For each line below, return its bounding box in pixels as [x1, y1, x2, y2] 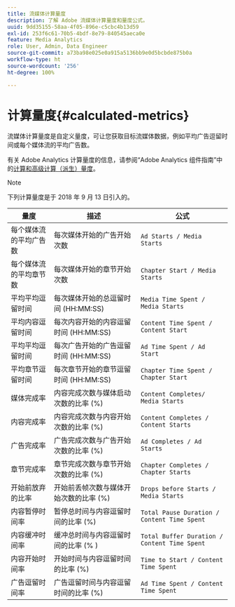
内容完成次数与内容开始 [53, 412, 131, 422]
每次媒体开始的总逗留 [53, 293, 124, 303]
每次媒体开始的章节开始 [53, 265, 131, 274]
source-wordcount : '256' [7, 62, 80, 69]
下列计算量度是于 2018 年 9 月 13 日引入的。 [7, 193, 134, 201]
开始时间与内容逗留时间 [53, 554, 131, 563]
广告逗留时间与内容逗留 [53, 578, 131, 587]
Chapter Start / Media [141, 267, 217, 274]
